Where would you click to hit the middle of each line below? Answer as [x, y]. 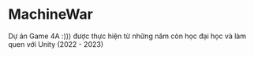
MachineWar [50, 14]
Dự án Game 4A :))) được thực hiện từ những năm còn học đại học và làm [127, 36]
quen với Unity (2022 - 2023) [56, 44]
